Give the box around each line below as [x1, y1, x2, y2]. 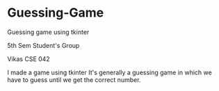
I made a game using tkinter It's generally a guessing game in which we [7, 68, 212, 76]
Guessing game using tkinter [7, 28, 90, 36]
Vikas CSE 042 [7, 54, 50, 63]
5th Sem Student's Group [7, 41, 80, 49]
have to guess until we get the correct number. [7, 75, 141, 84]
